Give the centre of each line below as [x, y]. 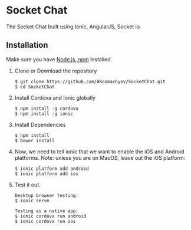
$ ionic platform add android [52, 169]
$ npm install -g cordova [46, 109]
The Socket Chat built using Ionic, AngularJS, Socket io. [74, 27]
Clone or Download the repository [56, 71]
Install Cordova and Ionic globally [55, 97]
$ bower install [34, 140]
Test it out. [28, 185]
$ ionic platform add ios [46, 174]
